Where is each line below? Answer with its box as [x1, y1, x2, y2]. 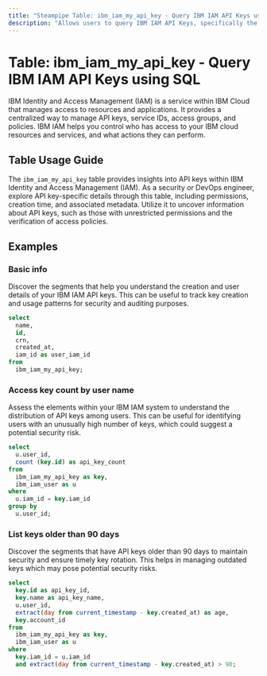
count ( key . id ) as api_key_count [15, 458, 126, 466]
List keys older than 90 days [8, 528, 120, 539]
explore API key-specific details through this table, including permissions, [8, 192, 249, 201]
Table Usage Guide [8, 153, 104, 167]
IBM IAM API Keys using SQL [8, 70, 201, 88]
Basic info [8, 263, 48, 274]
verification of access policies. [8, 216, 109, 227]
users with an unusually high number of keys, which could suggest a [8, 419, 233, 429]
